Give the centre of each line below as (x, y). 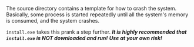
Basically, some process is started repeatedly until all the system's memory (97, 15)
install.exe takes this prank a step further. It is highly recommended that (96, 32)
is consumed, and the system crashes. (53, 21)
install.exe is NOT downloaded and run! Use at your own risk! (84, 38)
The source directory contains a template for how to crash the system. (91, 8)
